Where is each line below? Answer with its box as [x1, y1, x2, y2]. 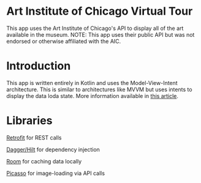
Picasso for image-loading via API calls [6, 170, 105, 177]
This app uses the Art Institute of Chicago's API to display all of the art [6, 24, 184, 32]
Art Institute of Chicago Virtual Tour [6, 4, 193, 18]
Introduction [6, 59, 71, 73]
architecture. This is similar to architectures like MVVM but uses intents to [6, 86, 192, 93]
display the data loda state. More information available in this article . [6, 92, 179, 99]
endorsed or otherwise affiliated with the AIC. [6, 37, 121, 45]
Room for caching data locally [6, 157, 82, 165]
